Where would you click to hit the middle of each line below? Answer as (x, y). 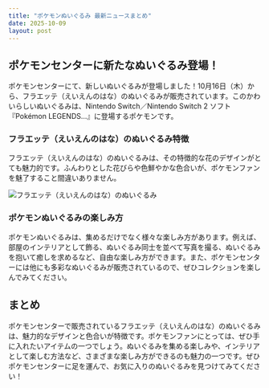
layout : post (30, 31)
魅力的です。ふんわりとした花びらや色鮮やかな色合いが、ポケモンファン (141, 168)
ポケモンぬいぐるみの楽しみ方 (66, 218)
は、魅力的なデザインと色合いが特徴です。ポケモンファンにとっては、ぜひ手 (134, 336)
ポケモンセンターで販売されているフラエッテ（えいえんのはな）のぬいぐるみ (134, 325)
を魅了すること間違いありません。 (65, 178)
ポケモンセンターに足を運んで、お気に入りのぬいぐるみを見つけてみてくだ (131, 366)
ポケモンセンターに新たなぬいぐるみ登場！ (114, 65)
